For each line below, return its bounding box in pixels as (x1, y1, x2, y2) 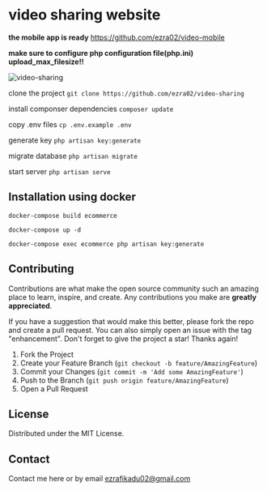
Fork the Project (19, 349, 74, 359)
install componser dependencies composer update (8, 104, 174, 113)
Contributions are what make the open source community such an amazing (8, 284, 259, 293)
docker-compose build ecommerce (8, 211, 117, 220)
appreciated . (8, 301, 53, 310)
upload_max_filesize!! (8, 57, 84, 66)
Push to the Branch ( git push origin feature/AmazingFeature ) (19, 375, 229, 385)
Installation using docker (8, 190, 136, 204)
